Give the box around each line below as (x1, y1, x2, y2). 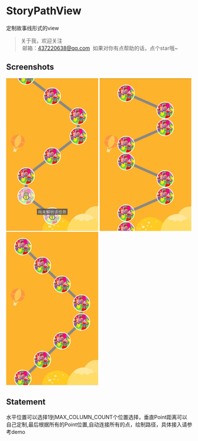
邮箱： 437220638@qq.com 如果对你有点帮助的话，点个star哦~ (22, 44, 178, 52)
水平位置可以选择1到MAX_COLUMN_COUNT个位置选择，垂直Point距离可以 (6, 413, 188, 420)
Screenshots (6, 62, 54, 72)
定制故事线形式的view (6, 24, 59, 31)
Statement (6, 397, 46, 407)
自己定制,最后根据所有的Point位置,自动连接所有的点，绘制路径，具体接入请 (6, 421, 187, 428)
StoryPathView (6, 4, 82, 18)
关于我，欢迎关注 (20, 37, 63, 44)
